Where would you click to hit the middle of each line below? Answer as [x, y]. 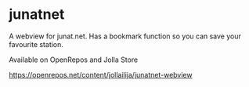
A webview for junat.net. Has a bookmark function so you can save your [125, 36]
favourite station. [36, 44]
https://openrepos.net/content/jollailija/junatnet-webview [101, 74]
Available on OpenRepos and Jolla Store [74, 60]
